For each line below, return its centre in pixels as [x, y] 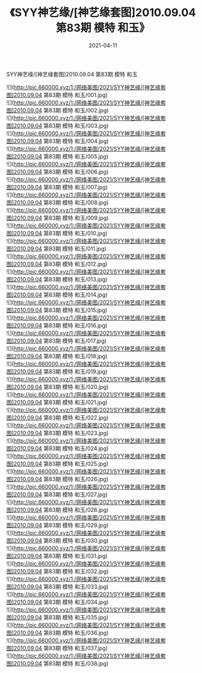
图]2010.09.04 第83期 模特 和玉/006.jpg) [58, 171]
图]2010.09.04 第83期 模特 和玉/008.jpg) [58, 202]
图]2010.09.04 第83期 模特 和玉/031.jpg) [57, 556]
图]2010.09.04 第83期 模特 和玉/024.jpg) [58, 448]
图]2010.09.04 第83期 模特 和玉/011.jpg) [57, 248]
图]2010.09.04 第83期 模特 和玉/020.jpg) [58, 387]
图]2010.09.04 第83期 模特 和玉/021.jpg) [57, 402]
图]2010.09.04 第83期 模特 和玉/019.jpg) [57, 371]
